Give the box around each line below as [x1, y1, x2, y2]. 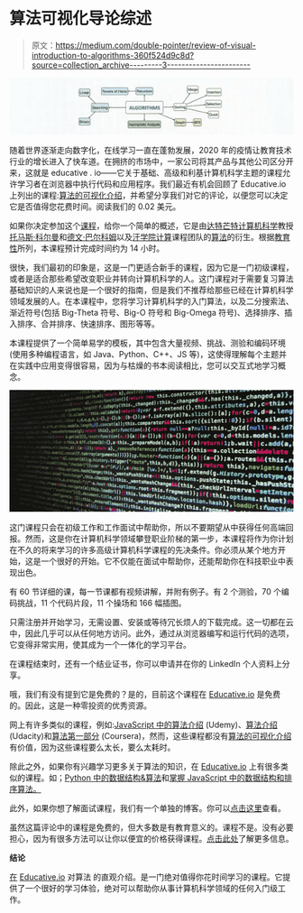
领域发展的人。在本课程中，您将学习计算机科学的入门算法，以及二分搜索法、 [9, 295, 294, 307]
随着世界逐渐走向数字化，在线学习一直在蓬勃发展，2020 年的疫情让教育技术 [9, 144, 292, 155]
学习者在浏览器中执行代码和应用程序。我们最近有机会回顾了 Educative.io [16, 178, 287, 189]
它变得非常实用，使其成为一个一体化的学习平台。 [9, 640, 191, 650]
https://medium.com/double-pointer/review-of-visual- [55, 40, 257, 51]
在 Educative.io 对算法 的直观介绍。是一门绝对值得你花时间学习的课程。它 [9, 871, 283, 882]
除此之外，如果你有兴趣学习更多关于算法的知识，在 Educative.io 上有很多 [9, 761, 281, 772]
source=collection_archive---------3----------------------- [31, 60, 251, 70]
